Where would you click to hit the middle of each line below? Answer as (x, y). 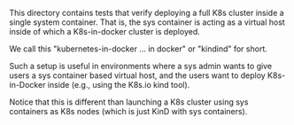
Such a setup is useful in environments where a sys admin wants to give (141, 66)
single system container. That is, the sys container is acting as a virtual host (147, 22)
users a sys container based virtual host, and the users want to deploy (137, 75)
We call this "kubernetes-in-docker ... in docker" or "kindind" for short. (138, 49)
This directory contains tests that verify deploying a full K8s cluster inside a (147, 13)
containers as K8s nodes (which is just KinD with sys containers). (128, 111)
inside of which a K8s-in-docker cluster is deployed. (105, 31)
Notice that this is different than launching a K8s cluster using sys (129, 102)
